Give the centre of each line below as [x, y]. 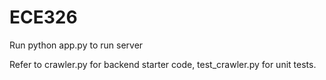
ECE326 [43, 17]
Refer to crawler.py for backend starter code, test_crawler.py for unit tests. [163, 64]
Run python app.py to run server [76, 45]
